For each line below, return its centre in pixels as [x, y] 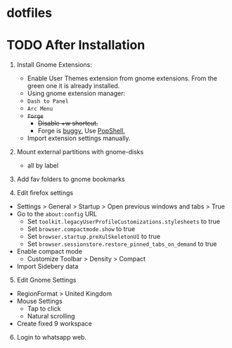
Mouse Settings [39, 302]
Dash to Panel [48, 101]
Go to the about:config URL [57, 214]
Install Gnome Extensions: [54, 65]
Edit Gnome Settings [46, 280]
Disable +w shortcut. [68, 123]
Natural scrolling [51, 316]
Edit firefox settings [45, 193]
